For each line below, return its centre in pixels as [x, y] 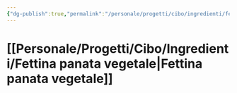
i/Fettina [32, 63]
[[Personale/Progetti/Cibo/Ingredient [118, 48]
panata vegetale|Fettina [131, 63]
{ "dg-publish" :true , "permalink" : [56, 14]
